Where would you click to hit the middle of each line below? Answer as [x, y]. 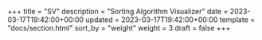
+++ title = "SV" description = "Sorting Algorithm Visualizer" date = [118, 11]
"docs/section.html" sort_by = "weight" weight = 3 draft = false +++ [119, 28]
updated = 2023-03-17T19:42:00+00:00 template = [170, 20]
